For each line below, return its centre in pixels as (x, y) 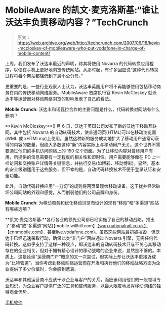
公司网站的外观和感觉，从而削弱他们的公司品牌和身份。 (65, 192)
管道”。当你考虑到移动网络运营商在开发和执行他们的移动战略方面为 (88, 262)
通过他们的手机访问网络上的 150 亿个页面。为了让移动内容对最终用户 (79, 151)
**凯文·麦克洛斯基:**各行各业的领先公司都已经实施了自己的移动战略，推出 (80, 219)
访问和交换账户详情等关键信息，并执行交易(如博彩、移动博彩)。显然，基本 (84, 163)
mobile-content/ (34, 53)
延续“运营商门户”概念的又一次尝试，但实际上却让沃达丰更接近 (89, 257)
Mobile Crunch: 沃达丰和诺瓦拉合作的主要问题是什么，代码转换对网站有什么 (83, 109)
